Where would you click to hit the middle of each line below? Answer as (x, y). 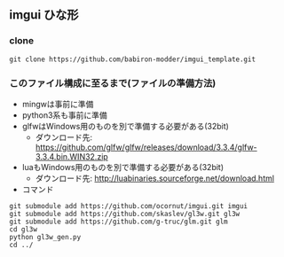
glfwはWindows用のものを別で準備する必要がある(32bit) (125, 126)
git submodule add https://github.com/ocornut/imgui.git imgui (129, 206)
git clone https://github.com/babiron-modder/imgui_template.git (132, 59)
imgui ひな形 (44, 15)
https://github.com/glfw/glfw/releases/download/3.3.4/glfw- (146, 147)
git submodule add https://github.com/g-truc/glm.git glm (118, 222)
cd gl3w (24, 229)
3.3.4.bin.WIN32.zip (71, 156)
